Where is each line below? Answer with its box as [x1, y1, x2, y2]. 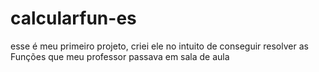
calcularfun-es [10, 7, 137, 30]
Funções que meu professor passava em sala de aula [10, 50, 230, 62]
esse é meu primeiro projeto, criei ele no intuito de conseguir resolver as [10, 40, 309, 52]
